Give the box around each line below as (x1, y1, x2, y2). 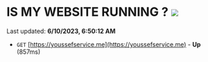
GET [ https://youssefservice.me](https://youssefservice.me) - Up (16, 40, 201, 48)
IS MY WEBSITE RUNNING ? (6, 4, 169, 20)
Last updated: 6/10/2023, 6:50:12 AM (6, 27, 116, 35)
